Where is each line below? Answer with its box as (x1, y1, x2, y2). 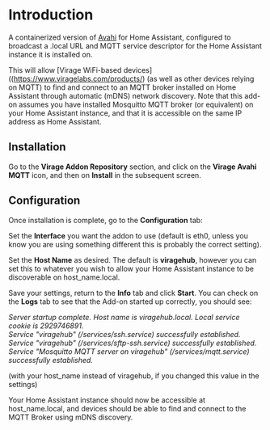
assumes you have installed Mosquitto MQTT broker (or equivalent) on (19, 99, 254, 109)
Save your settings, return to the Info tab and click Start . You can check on (8, 288, 259, 297)
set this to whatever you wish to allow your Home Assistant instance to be (8, 263, 255, 273)
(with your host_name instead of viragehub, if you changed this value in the (8, 370, 260, 381)
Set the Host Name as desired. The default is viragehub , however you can (8, 255, 257, 264)
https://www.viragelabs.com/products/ (13, 74, 143, 83)
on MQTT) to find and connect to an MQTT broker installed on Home (8, 82, 237, 92)
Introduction (8, 6, 94, 24)
